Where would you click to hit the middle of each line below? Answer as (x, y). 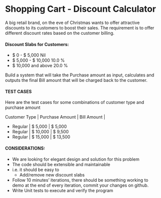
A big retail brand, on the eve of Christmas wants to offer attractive (72, 23)
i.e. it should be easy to (36, 170)
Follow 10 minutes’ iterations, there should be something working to (80, 180)
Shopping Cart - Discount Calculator (80, 9)
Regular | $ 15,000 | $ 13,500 (41, 137)
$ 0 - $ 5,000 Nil (29, 55)
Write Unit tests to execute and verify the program (63, 190)
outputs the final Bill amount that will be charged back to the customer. (76, 80)
